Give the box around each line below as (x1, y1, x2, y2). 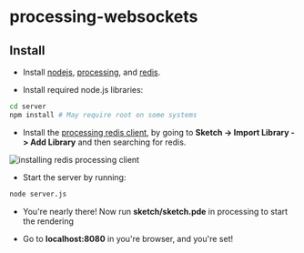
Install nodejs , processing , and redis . (22, 66, 161, 77)
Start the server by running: (22, 171, 127, 183)
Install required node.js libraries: (22, 85, 144, 95)
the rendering (22, 216, 75, 227)
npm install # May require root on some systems (9, 110, 198, 119)
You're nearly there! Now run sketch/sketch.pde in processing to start (22, 206, 289, 217)
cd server (9, 102, 47, 111)
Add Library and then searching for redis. (30, 137, 187, 147)
